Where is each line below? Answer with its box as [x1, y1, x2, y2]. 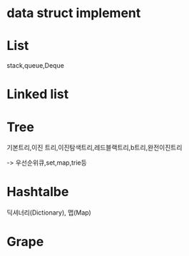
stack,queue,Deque [6, 61, 65, 70]
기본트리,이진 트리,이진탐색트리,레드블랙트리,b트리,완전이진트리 [6, 143, 183, 152]
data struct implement [6, 5, 141, 21]
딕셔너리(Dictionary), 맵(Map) [6, 208, 92, 217]
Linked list [6, 86, 69, 103]
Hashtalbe [6, 184, 69, 200]
